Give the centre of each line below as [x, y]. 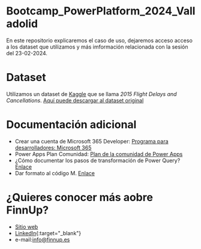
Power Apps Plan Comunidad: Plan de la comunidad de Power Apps [99, 154]
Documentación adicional [71, 125]
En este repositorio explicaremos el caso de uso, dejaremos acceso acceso [100, 40]
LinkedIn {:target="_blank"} [48, 233]
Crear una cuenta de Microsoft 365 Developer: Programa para [92, 141]
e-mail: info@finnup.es [42, 239]
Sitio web [26, 227]
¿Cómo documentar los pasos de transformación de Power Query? [97, 160]
